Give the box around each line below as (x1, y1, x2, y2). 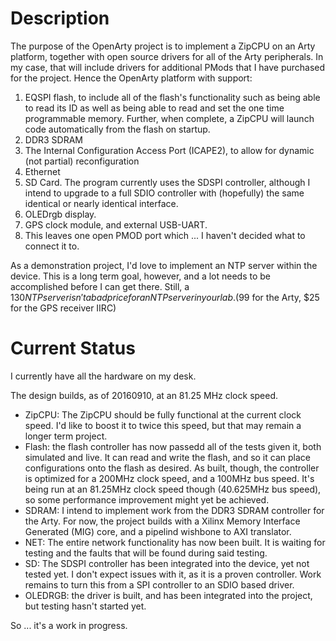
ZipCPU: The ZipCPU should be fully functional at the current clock (24, 408, 302, 421)
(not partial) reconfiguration (24, 155, 140, 167)
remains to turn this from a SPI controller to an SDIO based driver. (24, 578, 295, 591)
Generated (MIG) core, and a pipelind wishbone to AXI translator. (24, 525, 292, 537)
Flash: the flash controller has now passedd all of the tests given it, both (24, 440, 322, 452)
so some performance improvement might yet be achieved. (24, 493, 270, 506)
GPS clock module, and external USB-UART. (24, 218, 208, 231)
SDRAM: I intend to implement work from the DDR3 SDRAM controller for (24, 504, 325, 516)
